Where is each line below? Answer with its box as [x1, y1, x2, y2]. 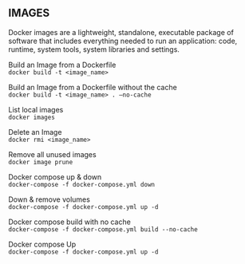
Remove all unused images [8, 149, 97, 159]
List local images [8, 104, 64, 114]
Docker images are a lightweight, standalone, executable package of [8, 27, 234, 37]
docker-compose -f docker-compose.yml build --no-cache [8, 225, 198, 234]
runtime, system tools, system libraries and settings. [8, 44, 180, 54]
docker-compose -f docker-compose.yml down [8, 180, 156, 188]
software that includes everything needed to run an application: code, [8, 36, 238, 45]
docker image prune [8, 158, 73, 166]
